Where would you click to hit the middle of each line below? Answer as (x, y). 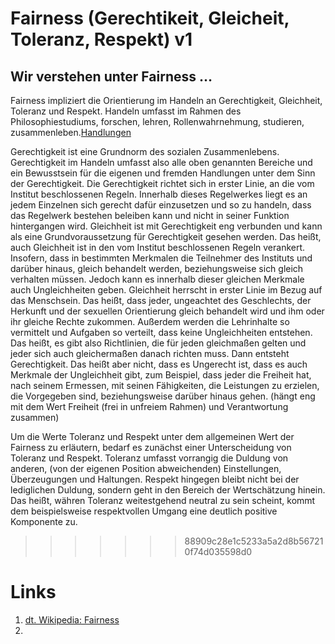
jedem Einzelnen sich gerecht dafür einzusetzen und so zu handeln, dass (161, 205)
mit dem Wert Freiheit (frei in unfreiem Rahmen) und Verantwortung (149, 406)
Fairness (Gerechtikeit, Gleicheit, (150, 18)
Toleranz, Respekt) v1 (101, 39)
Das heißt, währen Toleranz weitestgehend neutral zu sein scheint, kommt (163, 500)
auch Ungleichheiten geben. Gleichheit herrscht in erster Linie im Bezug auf (166, 290)
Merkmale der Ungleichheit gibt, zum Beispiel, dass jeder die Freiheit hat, (161, 375)
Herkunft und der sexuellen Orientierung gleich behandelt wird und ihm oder (167, 311)
